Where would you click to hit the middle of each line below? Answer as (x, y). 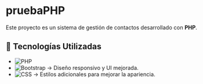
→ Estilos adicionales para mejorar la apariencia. (94, 74)
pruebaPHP (35, 11)
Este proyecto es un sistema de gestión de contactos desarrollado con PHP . (102, 27)
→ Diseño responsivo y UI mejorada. (93, 68)
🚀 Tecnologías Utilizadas (54, 47)
